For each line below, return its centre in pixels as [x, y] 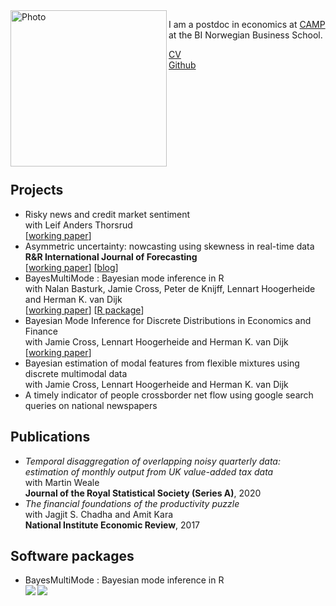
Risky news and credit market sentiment [107, 214]
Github [182, 65]
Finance [41, 331]
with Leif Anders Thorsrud [78, 225]
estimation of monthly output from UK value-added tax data [149, 471]
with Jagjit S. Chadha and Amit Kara [99, 514]
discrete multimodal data [76, 373]
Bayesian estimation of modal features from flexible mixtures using [162, 363]
